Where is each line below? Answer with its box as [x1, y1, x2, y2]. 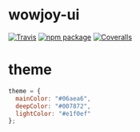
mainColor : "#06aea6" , [15, 94, 91, 102]
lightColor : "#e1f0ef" [15, 109, 91, 118]
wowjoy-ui [8, 6, 80, 24]
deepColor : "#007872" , [15, 102, 91, 110]
